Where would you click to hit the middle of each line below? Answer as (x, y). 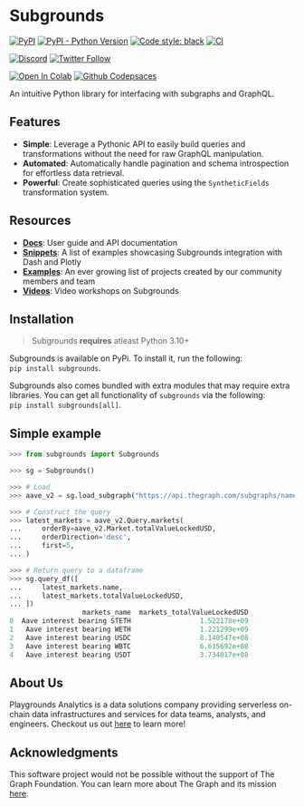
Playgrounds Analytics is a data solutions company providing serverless (143, 705)
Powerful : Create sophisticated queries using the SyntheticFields (146, 182)
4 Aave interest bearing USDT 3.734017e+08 (129, 655)
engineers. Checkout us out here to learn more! (98, 724)
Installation (42, 319)
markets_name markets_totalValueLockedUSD (165, 613)
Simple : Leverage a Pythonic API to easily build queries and (134, 144)
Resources (40, 221)
